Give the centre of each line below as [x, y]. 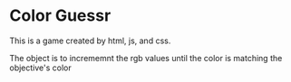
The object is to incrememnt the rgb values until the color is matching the [146, 58]
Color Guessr [60, 16]
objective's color [41, 68]
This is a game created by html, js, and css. [90, 41]
